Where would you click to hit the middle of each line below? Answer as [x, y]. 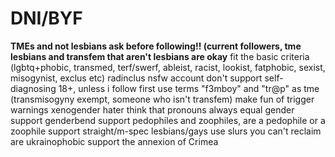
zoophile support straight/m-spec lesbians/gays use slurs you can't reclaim [166, 131]
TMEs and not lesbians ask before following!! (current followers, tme [156, 46]
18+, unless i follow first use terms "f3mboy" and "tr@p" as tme [189, 88]
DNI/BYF [46, 18]
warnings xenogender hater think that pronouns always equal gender [152, 109]
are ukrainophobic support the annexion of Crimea [114, 141]
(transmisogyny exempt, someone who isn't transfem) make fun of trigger [162, 99]
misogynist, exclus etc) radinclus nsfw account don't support [136, 78]
